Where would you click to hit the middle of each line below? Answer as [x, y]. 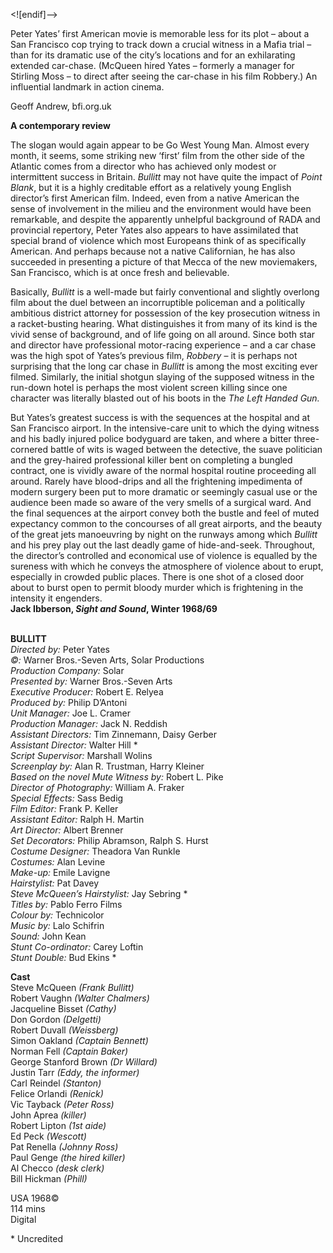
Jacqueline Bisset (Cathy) [63, 1008]
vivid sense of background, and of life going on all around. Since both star [163, 334]
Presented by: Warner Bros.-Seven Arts [91, 681]
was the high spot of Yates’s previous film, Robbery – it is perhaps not [154, 355]
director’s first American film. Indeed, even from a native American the [155, 198]
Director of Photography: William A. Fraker [97, 787]
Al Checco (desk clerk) [57, 1168]
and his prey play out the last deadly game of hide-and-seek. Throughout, [163, 545]
